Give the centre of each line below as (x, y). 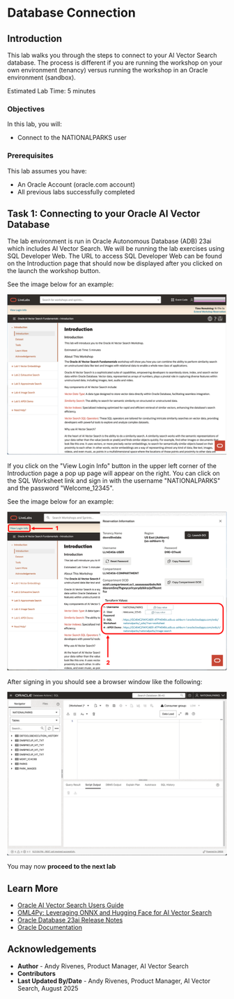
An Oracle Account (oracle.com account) (76, 184)
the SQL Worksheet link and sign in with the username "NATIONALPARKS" (114, 480)
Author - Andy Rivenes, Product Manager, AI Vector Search (103, 966)
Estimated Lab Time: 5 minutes (52, 91)
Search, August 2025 (48, 988)
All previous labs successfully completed (76, 192)
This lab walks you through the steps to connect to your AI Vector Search (112, 55)
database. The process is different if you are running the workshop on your (115, 63)
